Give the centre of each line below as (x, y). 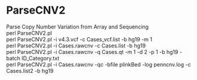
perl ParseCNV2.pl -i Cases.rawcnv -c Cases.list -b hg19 (76, 46)
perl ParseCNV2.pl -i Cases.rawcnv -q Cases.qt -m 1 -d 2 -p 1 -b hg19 (92, 52)
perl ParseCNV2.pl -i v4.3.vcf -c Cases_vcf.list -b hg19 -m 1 (79, 39)
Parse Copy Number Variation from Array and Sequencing (78, 27)
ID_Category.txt (41, 58)
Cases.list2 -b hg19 (30, 71)
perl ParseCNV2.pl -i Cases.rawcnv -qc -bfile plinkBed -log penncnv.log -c (98, 64)
